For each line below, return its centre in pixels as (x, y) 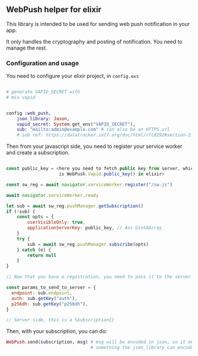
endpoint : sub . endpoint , (42, 293)
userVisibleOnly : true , (56, 222)
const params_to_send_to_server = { (51, 288)
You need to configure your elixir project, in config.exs (73, 76)
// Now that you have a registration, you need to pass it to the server (99, 277)
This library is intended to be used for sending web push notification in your (98, 24)
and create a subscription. (38, 153)
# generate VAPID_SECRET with (43, 92)
